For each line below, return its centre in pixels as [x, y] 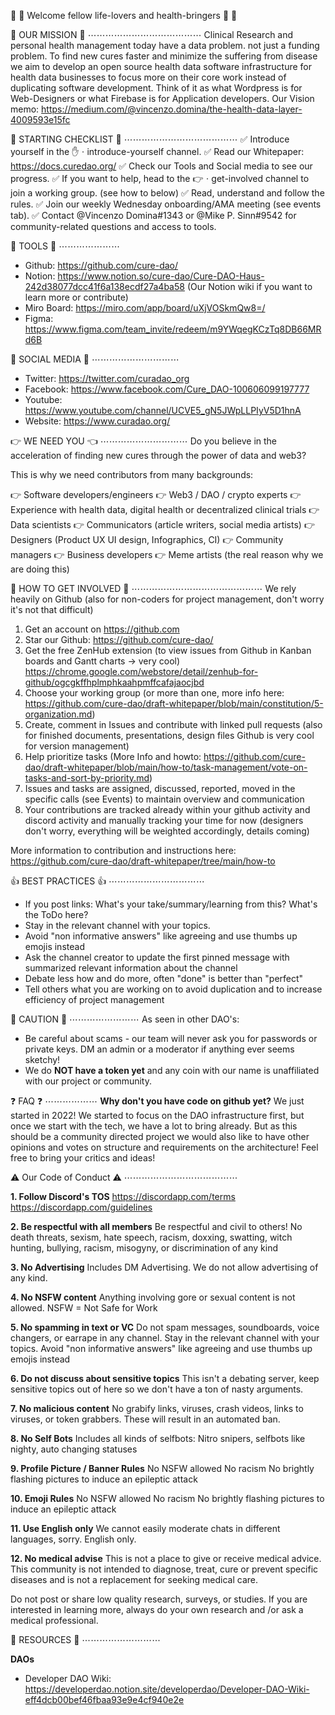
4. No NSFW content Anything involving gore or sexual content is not [153, 1297]
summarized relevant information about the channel [131, 968]
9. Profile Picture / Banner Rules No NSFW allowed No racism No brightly [162, 1468]
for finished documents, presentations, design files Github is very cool [169, 735]
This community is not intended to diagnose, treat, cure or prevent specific [164, 1569]
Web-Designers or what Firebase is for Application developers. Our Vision [162, 98]
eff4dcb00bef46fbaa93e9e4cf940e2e [104, 1699]
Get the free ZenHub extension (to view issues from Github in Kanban [168, 650]
